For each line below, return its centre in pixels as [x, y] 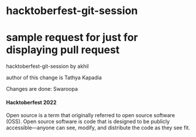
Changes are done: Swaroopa [42, 89]
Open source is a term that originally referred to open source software [91, 115]
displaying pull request [63, 50]
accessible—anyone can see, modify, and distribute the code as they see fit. [98, 128]
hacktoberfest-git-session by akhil [47, 66]
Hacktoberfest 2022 [31, 102]
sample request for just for [72, 38]
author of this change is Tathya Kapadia [54, 78]
